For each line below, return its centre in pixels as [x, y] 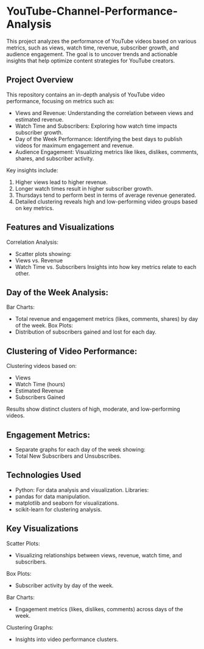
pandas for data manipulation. [53, 496]
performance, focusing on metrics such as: [60, 101]
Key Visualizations [43, 529]
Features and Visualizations [60, 227]
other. [23, 273]
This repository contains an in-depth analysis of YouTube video [86, 94]
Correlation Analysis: [33, 242]
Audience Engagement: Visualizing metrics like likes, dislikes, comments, [107, 152]
